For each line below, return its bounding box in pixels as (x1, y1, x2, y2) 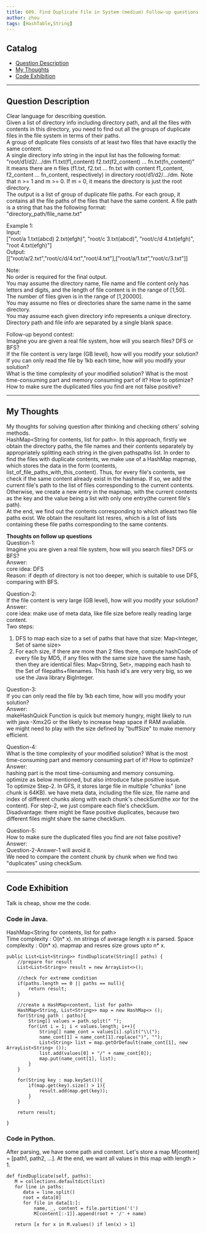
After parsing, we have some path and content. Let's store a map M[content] (6, 1148, 200, 1156)
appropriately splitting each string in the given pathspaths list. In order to (6, 449, 190, 456)
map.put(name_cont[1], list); (39, 1056, 116, 1062)
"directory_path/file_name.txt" (6, 210, 83, 217)
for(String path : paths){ (17, 1013, 86, 1019)
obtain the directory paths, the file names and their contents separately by (6, 442, 194, 449)
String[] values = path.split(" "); (28, 1017, 122, 1024)
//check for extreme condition (17, 974, 97, 981)
